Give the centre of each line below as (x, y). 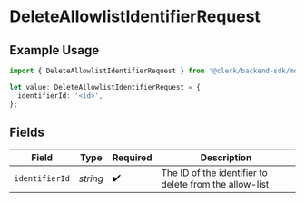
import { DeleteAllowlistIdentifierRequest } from (107, 71)
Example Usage (54, 50)
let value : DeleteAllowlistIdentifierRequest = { (105, 87)
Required (132, 158)
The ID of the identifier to (214, 173)
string (91, 178)
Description (226, 158)
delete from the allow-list (215, 185)
